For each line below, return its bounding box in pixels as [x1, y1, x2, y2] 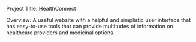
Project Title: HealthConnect [6, 5, 76, 12]
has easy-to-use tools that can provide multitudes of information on [6, 23, 174, 30]
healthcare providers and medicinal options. [6, 29, 115, 36]
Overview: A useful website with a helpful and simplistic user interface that [6, 17, 191, 23]
